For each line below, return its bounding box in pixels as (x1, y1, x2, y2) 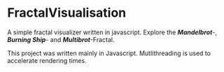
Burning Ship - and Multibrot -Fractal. (7, 35, 115, 43)
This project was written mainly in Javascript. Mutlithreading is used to (7, 49, 211, 57)
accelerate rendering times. (7, 56, 87, 64)
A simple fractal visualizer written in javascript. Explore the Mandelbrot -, (7, 28, 217, 36)
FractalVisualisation (7, 5, 127, 21)
